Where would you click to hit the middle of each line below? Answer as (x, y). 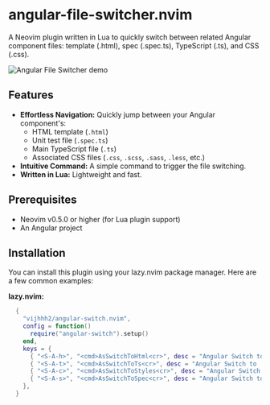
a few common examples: (51, 281)
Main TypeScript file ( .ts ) (74, 149)
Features (31, 95)
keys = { (37, 349)
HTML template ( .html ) (70, 131)
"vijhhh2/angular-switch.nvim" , (77, 319)
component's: (43, 123)
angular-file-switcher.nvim (100, 15)
